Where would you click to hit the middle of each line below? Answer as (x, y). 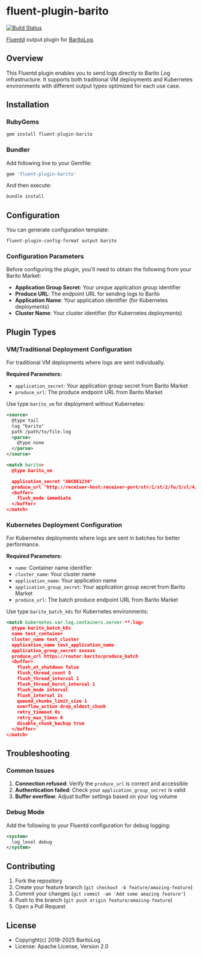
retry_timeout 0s (39, 712)
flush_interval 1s (40, 695)
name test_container (37, 634)
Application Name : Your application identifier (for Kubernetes (91, 300)
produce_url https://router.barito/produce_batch (75, 656)
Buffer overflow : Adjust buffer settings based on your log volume (96, 796)
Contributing (31, 866)
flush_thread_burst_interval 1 (56, 684)
